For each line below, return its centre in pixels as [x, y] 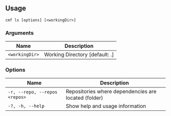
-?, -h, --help [26, 106]
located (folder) [84, 98]
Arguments [20, 33]
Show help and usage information [106, 106]
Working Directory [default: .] [79, 54]
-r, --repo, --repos [33, 92]
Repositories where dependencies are [111, 92]
